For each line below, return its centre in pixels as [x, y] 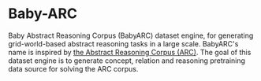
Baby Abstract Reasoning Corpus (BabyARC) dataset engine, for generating [131, 35]
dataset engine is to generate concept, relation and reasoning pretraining [127, 61]
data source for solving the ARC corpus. [73, 68]
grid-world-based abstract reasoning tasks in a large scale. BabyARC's [123, 43]
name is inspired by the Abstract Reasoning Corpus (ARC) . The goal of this [130, 52]
